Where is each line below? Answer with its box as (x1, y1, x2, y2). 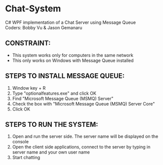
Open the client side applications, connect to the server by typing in (12, 144, 151, 150)
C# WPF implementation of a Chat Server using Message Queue (5, 19, 136, 25)
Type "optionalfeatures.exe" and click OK (12, 90, 96, 96)
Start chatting (12, 155, 41, 161)
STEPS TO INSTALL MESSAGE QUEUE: (5, 72, 125, 80)
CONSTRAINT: (5, 39, 51, 48)
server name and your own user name (12, 149, 90, 155)
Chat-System (5, 3, 61, 14)
